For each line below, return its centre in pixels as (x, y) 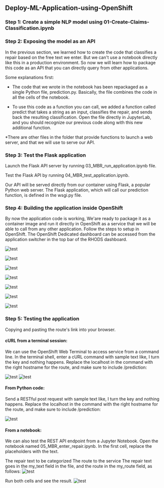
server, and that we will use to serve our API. (50, 142)
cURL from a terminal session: (36, 341)
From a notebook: (23, 430)
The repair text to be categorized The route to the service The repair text (78, 461)
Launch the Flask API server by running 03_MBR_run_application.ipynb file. (81, 165)
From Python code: (25, 388)
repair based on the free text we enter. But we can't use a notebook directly (81, 57)
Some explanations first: (29, 77)
